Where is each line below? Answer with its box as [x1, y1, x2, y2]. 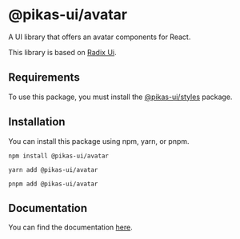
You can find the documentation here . [8, 222, 134, 233]
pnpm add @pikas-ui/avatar [8, 180, 98, 188]
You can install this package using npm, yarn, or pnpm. [8, 136, 190, 145]
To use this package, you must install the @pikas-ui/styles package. [8, 92, 233, 102]
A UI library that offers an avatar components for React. [8, 32, 191, 42]
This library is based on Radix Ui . [8, 47, 117, 57]
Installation [8, 115, 66, 129]
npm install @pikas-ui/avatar [8, 152, 110, 160]
